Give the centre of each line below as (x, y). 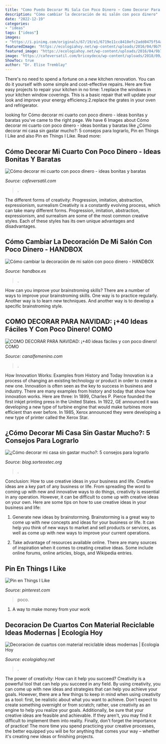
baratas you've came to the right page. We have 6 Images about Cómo (77, 120)
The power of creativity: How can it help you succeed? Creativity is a (75, 678)
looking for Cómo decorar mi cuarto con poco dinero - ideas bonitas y (76, 115)
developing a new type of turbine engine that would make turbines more (79, 407)
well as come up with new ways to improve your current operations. (81, 533)
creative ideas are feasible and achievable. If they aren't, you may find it (78, 715)
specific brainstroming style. (34, 306)
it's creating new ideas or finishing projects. (50, 736)
